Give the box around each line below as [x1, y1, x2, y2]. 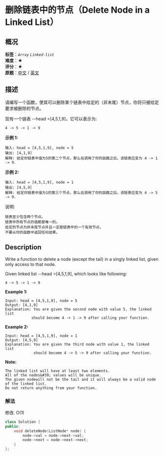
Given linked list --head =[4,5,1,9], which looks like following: [5, 270, 127, 276]
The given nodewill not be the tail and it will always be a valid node [5, 377, 156, 382]
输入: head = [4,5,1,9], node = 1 [5, 180, 74, 185]
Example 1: [5, 289, 28, 294]
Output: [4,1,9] [5, 302, 38, 308]
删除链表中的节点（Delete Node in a [5, 4, 150, 16]
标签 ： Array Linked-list [5, 52, 55, 57]
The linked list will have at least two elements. [5, 368, 110, 373]
